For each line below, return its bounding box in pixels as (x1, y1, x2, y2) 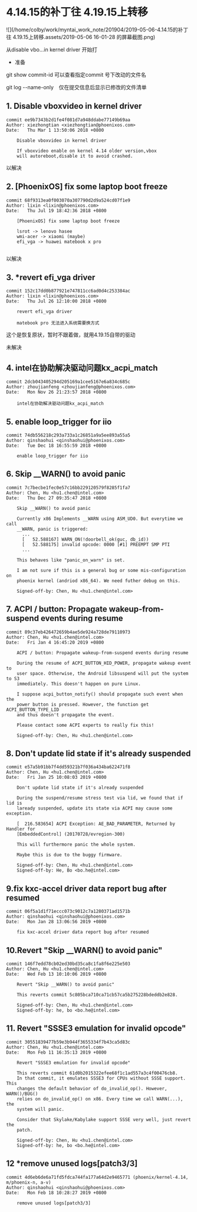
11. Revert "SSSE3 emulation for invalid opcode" (6, 1023, 186, 1034)
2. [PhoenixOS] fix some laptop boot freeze (6, 181, 168, 192)
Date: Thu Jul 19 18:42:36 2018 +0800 (6, 207, 107, 213)
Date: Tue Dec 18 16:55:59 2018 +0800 (6, 443, 107, 449)
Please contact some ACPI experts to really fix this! (17, 722, 155, 728)
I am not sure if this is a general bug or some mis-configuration (17, 567, 186, 573)
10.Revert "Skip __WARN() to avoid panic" (6, 945, 163, 955)
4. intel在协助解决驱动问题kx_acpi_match (6, 363, 158, 373)
